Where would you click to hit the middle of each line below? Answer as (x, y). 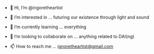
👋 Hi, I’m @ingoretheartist (36, 8)
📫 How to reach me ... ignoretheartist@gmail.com (61, 46)
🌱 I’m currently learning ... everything (48, 27)
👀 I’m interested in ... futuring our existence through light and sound (79, 17)
